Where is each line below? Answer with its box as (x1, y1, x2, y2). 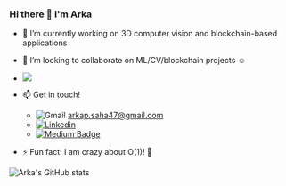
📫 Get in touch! (21, 89, 80, 101)
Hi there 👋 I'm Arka (9, 8, 93, 20)
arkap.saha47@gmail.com (67, 110, 164, 121)
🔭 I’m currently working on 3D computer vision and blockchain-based (21, 28, 278, 39)
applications (21, 37, 68, 48)
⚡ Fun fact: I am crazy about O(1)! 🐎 (21, 147, 153, 158)
